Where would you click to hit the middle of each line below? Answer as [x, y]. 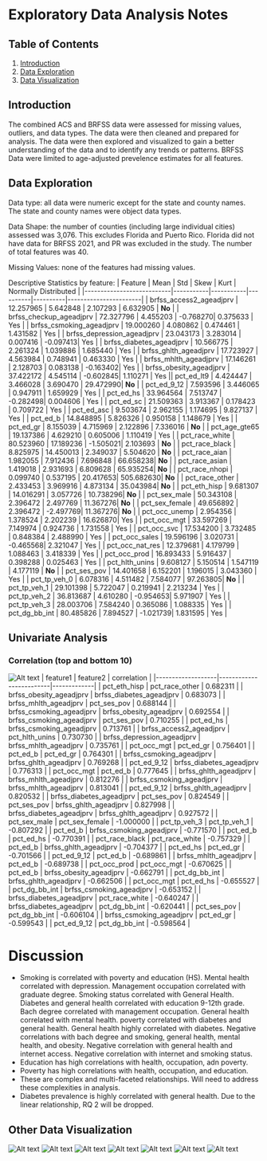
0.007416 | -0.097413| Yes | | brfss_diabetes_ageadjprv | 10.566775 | [121, 342]
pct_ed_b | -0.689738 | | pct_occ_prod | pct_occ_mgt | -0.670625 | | [120, 864]
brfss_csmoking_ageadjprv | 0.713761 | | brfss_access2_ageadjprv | [119, 729]
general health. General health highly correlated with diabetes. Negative [138, 1029]
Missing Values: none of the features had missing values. [102, 267]
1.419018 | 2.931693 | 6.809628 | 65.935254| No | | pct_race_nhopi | [120, 469]
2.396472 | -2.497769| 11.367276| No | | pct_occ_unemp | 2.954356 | [122, 511]
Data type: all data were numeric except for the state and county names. [127, 202]
